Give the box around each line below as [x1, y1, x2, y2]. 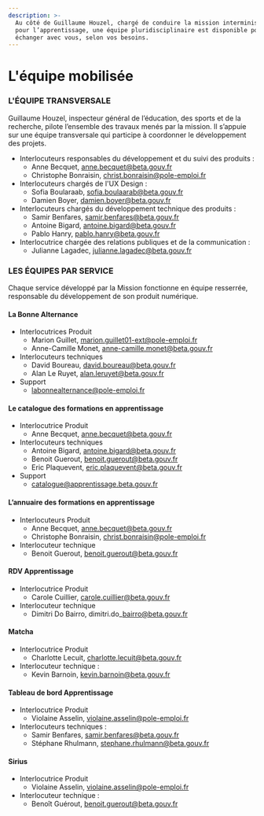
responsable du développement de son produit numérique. [8, 292, 199, 301]
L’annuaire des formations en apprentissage [8, 497, 156, 508]
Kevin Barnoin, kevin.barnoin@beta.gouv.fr [31, 670, 170, 679]
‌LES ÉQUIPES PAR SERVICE [8, 265, 114, 276]
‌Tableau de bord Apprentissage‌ [8, 688, 114, 697]
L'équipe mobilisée [8, 68, 134, 85]
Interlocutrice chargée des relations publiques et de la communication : [19, 237, 251, 246]
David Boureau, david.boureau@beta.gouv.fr [31, 360, 177, 370]
